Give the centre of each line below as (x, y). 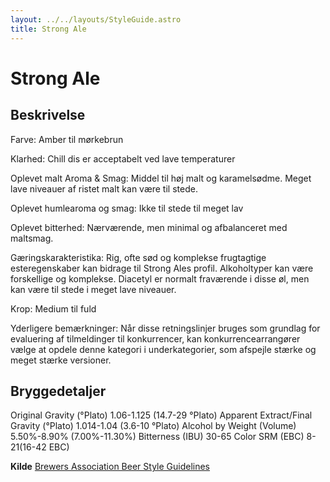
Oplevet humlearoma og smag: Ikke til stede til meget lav (127, 208)
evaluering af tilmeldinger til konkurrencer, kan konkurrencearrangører (155, 338)
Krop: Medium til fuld (53, 308)
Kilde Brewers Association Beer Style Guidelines (110, 467)
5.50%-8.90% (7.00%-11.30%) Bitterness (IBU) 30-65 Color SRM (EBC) (157, 437)
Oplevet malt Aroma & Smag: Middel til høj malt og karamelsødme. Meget (161, 178)
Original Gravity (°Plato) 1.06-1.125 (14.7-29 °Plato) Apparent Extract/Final (161, 415)
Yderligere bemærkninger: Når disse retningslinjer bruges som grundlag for (165, 328)
